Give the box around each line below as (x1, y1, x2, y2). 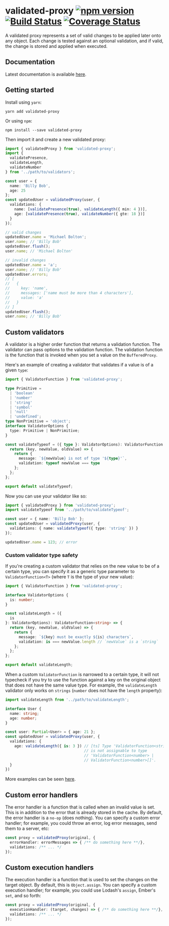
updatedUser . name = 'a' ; (5, 262, 57, 267)
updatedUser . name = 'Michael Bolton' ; (5, 234, 87, 239)
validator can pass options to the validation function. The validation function (5, 347, 163, 353)
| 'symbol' (10, 405, 33, 410)
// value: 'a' (5, 295, 44, 300)
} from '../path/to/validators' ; (5, 169, 75, 174)
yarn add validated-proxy (5, 109, 59, 114)
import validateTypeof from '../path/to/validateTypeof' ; (5, 507, 129, 513)
